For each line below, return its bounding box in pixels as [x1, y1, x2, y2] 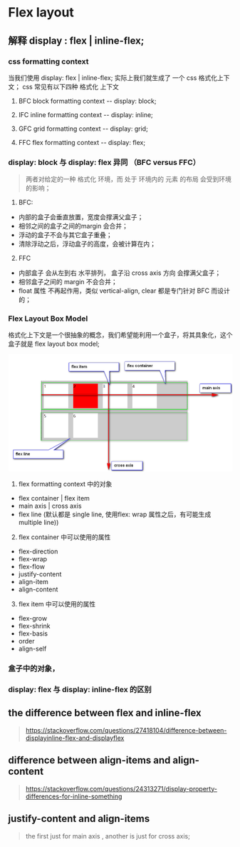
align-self [18, 644, 47, 653]
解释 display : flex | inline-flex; [8, 34, 145, 46]
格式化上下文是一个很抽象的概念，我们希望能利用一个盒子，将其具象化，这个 [8, 331, 233, 339]
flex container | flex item [18, 494, 90, 503]
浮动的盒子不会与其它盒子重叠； [18, 231, 113, 239]
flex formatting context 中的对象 [18, 480, 113, 488]
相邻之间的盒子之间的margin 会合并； [18, 222, 129, 231]
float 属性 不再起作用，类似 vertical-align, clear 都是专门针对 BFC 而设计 [18, 286, 230, 295]
